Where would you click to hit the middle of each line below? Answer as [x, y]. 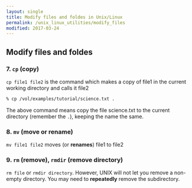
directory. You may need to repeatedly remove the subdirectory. [101, 179]
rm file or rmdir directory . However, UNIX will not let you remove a [90, 173]
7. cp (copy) [23, 69]
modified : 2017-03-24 [33, 28]
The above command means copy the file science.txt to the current [88, 110]
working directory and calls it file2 [48, 88]
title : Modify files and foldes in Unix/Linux [64, 17]
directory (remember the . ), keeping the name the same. [75, 116]
